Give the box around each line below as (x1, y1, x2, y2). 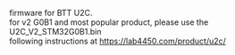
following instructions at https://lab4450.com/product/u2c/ (9, 35, 226, 46)
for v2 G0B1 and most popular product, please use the (9, 17, 209, 27)
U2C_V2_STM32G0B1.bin (9, 27, 102, 36)
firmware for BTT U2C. (9, 8, 93, 18)
